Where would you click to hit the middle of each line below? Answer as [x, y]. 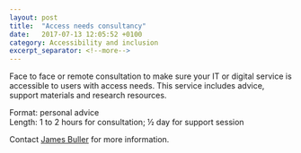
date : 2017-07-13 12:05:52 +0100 [76, 34]
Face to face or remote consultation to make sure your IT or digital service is [150, 76]
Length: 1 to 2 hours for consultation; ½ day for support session [127, 123]
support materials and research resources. [88, 96]
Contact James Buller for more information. [89, 140]
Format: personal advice [54, 113]
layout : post [34, 17]
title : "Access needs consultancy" [78, 26]
